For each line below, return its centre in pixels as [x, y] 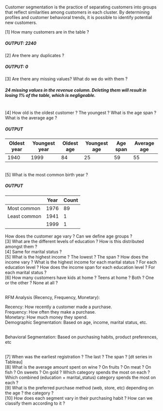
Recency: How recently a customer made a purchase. [59, 307]
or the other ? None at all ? [32, 282]
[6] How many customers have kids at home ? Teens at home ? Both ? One [80, 278]
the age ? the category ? [29, 393]
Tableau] [14, 362]
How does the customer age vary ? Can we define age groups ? [69, 236]
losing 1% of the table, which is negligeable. [50, 95]
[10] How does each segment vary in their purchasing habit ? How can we [79, 398]
